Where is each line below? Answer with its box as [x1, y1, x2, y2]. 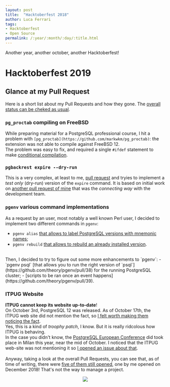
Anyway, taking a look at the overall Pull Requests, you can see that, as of [5, 356, 159, 362]
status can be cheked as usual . [5, 106, 70, 112]
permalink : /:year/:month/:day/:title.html [5, 36, 99, 41]
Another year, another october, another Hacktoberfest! [5, 49, 119, 56]
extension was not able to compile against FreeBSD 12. [5, 141, 120, 147]
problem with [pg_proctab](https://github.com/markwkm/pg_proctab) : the [5, 136, 159, 142]
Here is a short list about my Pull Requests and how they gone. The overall [5, 101, 161, 107]
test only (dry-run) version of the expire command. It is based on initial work [5, 180, 165, 186]
